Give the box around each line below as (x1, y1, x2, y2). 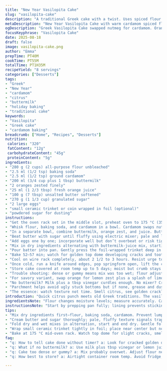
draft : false (5, 40, 32, 45)
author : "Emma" (5, 49, 37, 54)
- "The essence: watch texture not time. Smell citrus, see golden (5, 289, 148, 294)
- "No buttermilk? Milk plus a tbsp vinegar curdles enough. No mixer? (5, 280, 157, 285)
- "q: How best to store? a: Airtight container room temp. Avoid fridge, (5, 354, 164, 359)
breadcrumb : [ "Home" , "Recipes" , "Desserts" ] (5, 132, 101, 137)
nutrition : (5, 137, 28, 142)
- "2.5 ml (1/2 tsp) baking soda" (5, 169, 77, 174)
